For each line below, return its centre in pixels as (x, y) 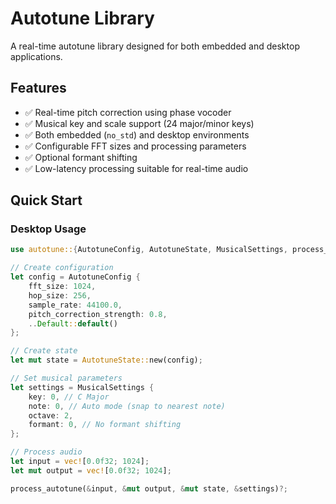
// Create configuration (62, 268)
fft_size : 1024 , (62, 287)
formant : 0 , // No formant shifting (105, 425)
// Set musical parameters (66, 378)
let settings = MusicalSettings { (82, 387)
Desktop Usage (48, 229)
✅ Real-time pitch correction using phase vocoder (128, 112)
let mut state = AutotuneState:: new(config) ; (106, 360)
